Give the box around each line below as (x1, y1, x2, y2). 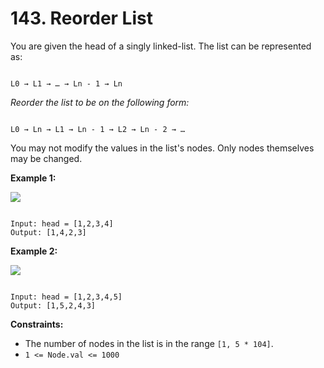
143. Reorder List (10, 7, 153, 30)
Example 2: (10, 245, 58, 257)
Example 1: (10, 172, 57, 184)
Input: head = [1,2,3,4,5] (10, 292, 123, 302)
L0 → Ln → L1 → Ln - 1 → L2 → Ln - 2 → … (10, 124, 186, 134)
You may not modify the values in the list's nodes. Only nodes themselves (10, 142, 315, 154)
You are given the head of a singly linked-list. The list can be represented (10, 40, 312, 52)
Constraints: (10, 318, 64, 330)
